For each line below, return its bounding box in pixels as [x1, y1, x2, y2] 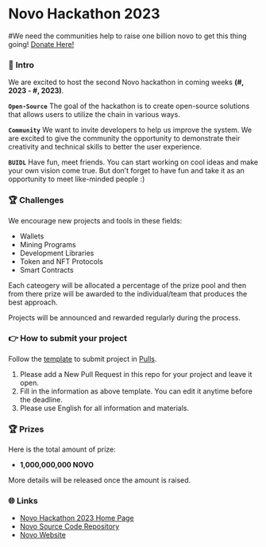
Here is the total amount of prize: [8, 444, 117, 454]
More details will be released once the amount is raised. [8, 475, 191, 485]
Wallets [19, 231, 44, 241]
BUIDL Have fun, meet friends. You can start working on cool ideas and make [8, 157, 259, 167]
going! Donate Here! [8, 39, 75, 48]
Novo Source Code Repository [19, 522, 120, 531]
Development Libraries [19, 248, 94, 258]
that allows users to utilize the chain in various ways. [8, 110, 180, 119]
